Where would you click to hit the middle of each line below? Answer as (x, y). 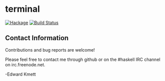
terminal (23, 9)
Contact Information (37, 38)
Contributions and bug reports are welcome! (50, 50)
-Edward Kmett (20, 74)
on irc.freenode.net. (25, 64)
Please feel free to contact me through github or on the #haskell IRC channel (83, 59)
